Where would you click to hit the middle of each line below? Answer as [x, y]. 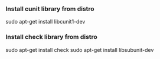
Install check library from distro [52, 37]
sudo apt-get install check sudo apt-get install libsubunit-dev [80, 50]
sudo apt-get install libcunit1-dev [45, 22]
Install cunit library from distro [50, 9]
